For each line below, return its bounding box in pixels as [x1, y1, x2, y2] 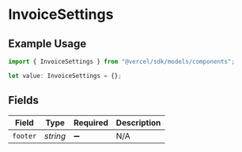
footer [12, 132, 37, 140]
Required [74, 117, 109, 128]
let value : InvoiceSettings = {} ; [8, 72, 123, 80]
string [44, 130, 66, 141]
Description [115, 117, 161, 128]
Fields [8, 94, 40, 107]
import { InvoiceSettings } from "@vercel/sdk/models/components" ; [8, 57, 236, 65]
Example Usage [8, 37, 87, 50]
